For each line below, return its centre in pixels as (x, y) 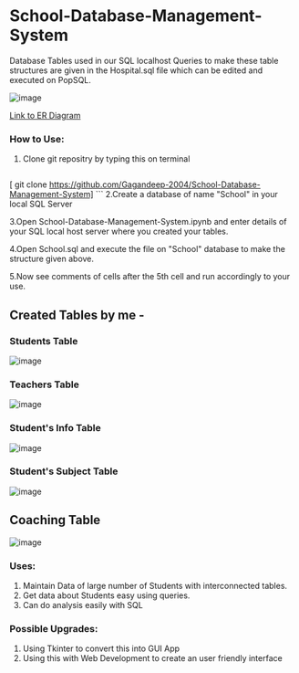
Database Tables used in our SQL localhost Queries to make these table (144, 60)
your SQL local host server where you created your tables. (119, 231)
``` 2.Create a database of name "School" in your (186, 195)
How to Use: (37, 139)
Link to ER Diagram (45, 115)
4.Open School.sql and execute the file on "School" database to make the (147, 249)
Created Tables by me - (77, 315)
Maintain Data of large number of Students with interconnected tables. (155, 585)
